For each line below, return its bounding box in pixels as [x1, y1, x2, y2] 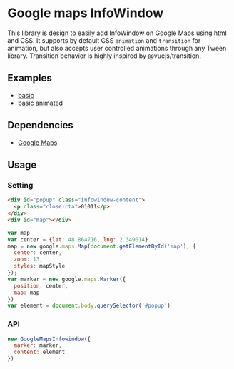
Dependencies [7, 119, 73, 131]
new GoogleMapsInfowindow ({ [7, 335, 91, 343]
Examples [7, 72, 52, 84]
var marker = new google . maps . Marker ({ [7, 276, 126, 283]
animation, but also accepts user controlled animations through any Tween [7, 44, 227, 52]
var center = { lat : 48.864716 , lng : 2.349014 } [7, 236, 148, 243]
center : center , [14, 249, 62, 256]
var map [7, 229, 31, 236]
